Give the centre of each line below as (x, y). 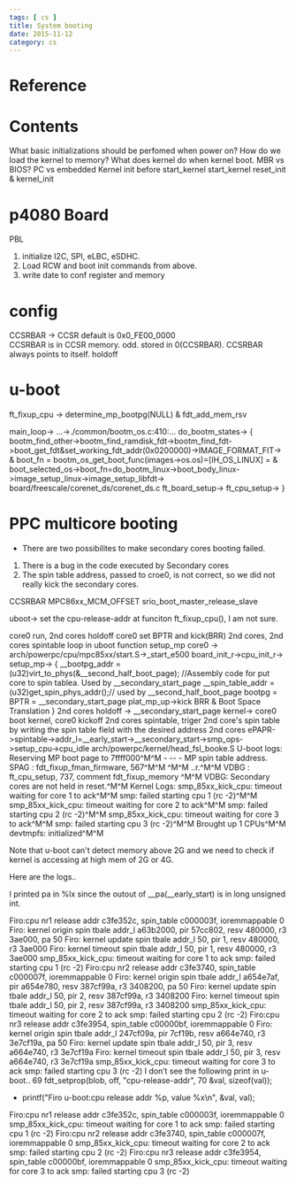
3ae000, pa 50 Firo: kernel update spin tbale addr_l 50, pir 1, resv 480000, (144, 940)
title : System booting (51, 26)
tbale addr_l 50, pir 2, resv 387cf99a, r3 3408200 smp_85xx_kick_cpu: (138, 1005)
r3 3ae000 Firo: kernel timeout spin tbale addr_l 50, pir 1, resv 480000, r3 (143, 949)
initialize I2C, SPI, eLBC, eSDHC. (81, 257)
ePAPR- (261, 730)
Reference (48, 86)
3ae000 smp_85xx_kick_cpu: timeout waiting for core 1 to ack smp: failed (142, 958)
